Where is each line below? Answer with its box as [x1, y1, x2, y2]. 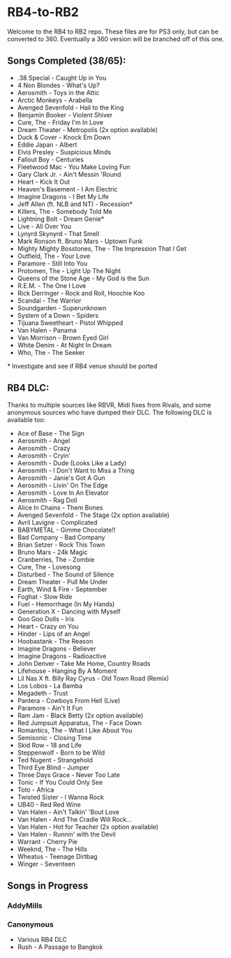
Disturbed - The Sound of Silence [17, 570, 114, 579]
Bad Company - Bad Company [17, 532, 105, 542]
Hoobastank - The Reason [17, 637, 94, 645]
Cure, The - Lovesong [17, 563, 81, 571]
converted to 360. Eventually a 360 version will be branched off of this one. [7, 34, 225, 43]
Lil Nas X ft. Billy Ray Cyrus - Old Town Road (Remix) [17, 674, 170, 682]
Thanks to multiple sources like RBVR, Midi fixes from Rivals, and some [7, 400, 211, 409]
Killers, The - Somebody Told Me [17, 207, 113, 215]
